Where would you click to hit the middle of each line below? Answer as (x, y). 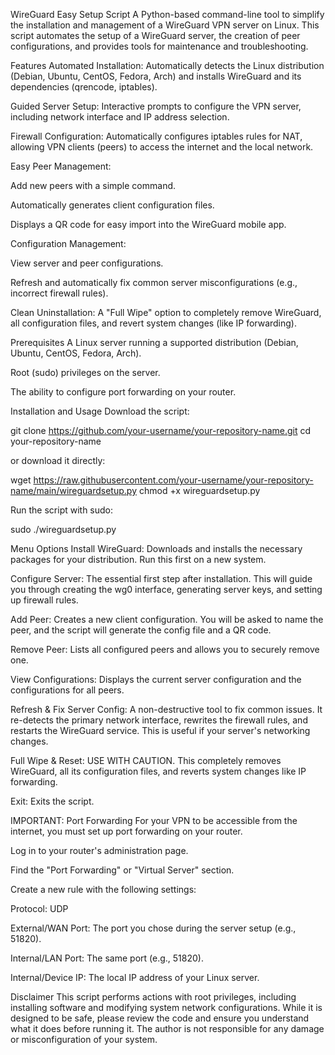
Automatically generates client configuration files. (112, 205)
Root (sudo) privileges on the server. (85, 372)
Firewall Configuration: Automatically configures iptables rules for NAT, (156, 136)
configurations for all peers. (67, 690)
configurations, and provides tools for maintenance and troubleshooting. (159, 46)
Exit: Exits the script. (52, 801)
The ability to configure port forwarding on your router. (123, 392)
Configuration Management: (68, 243)
